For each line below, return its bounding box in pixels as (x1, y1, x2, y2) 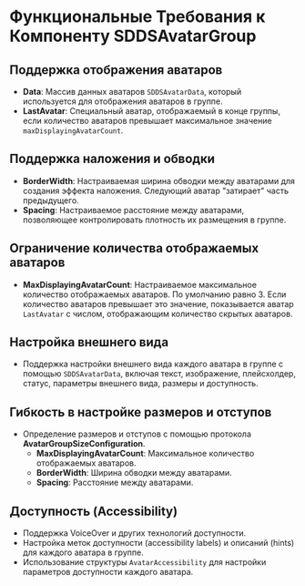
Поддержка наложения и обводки (9, 151, 216, 167)
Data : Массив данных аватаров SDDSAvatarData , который (22, 87, 242, 97)
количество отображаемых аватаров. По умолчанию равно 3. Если (22, 289, 287, 300)
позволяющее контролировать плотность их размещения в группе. (22, 214, 287, 225)
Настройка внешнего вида (9, 334, 169, 350)
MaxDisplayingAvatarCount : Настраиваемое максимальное (22, 279, 258, 290)
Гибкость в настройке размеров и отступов (9, 404, 272, 420)
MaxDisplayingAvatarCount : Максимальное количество (36, 448, 255, 459)
